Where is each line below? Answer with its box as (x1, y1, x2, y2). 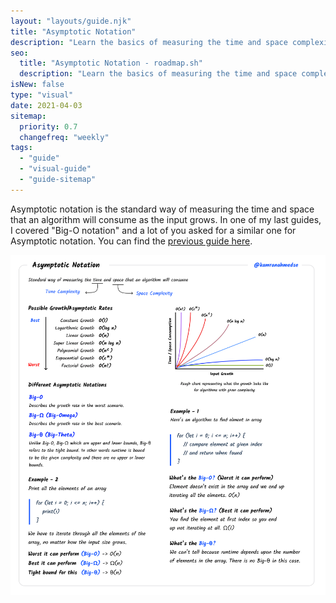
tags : (10, 143, 33, 153)
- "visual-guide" (19, 164, 92, 174)
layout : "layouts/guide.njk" (10, 16, 132, 26)
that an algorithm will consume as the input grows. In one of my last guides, (10, 213, 322, 225)
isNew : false (10, 80, 65, 90)
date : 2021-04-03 (10, 100, 83, 110)
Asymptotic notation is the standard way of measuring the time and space (10, 203, 315, 215)
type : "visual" (10, 90, 74, 100)
